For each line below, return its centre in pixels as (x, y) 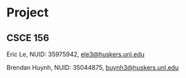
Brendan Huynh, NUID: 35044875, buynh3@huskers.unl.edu (93, 67)
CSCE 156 (28, 38)
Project (28, 13)
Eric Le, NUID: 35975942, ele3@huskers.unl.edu (75, 54)
